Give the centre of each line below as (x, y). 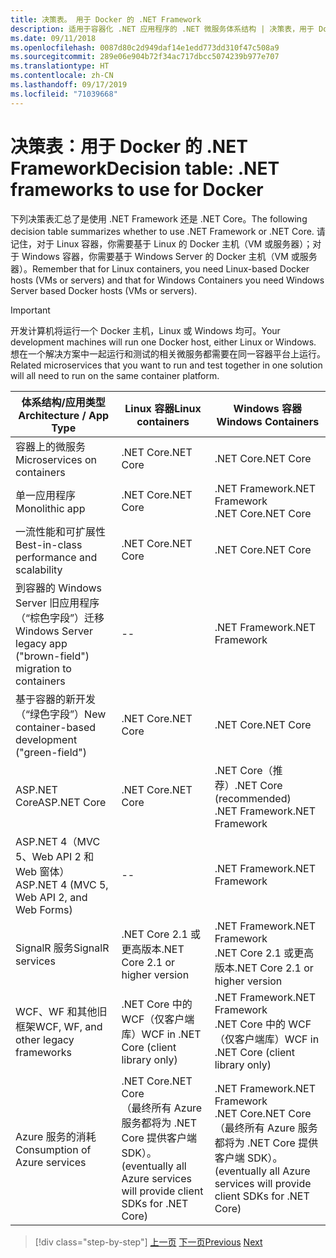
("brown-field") (52, 656)
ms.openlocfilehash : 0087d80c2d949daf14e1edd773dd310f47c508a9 (145, 47)
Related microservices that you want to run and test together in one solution (166, 365)
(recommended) (253, 798)
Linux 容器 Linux (163, 408)
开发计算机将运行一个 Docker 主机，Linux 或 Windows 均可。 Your (145, 330)
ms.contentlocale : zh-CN (62, 76)
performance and (56, 557)
